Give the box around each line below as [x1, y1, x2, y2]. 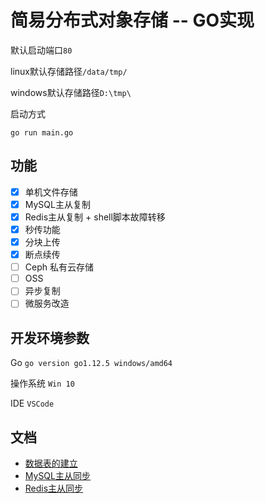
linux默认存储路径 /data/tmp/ [10, 65, 128, 77]
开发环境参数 [10, 329, 90, 346]
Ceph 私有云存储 [24, 261, 94, 273]
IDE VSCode [10, 397, 55, 410]
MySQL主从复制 [24, 198, 91, 210]
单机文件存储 [24, 186, 78, 198]
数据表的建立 [24, 457, 78, 469]
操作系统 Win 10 [10, 377, 75, 390]
